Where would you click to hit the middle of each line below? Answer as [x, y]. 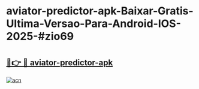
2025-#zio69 [40, 36]
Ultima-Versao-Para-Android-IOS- [94, 24]
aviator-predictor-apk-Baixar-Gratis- [100, 11]
